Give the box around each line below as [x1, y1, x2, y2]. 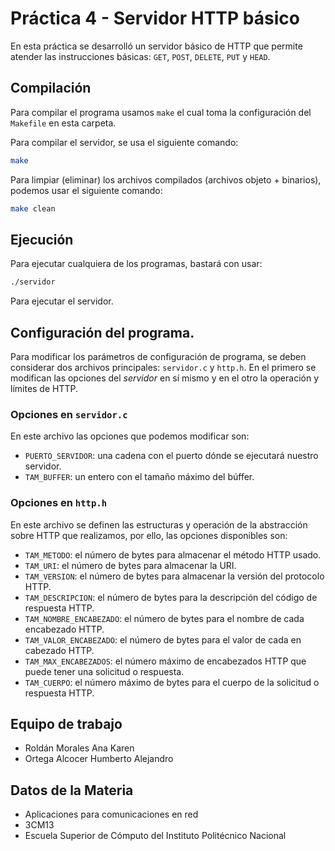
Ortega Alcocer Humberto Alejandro [24, 753, 174, 765]
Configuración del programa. [10, 324, 195, 341]
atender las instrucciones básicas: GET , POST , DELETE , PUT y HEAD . [10, 50, 271, 62]
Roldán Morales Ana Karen [24, 742, 135, 754]
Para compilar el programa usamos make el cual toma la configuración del [10, 106, 312, 118]
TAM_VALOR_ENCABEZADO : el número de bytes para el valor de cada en [24, 633, 302, 646]
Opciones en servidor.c [10, 407, 128, 421]
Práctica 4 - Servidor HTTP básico [10, 7, 300, 30]
